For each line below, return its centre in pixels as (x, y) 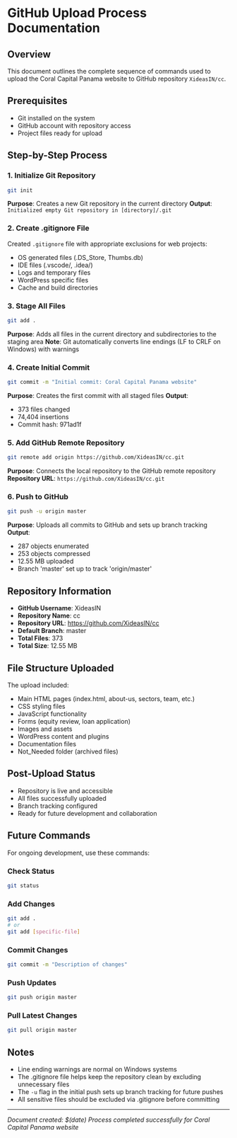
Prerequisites (37, 101)
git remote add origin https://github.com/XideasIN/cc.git (96, 457)
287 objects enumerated (53, 546)
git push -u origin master (47, 511)
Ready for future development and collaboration (87, 813)
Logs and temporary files (54, 272)
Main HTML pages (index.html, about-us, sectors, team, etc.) (106, 698)
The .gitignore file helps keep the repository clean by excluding (109, 1077)
